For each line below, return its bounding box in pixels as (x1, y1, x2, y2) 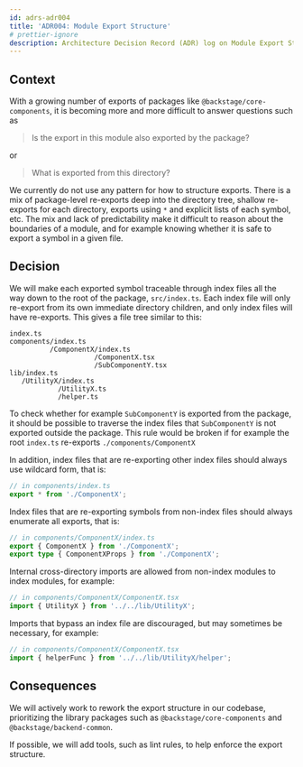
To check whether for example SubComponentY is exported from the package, (9, 408, 291, 419)
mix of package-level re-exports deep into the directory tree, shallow (9, 195, 266, 206)
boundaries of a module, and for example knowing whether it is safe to (9, 223, 272, 235)
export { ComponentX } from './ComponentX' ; (9, 541, 179, 550)
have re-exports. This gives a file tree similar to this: (9, 311, 203, 322)
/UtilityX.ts (57, 384, 106, 393)
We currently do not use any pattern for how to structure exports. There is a (9, 185, 291, 196)
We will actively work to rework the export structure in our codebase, (9, 702, 266, 713)
